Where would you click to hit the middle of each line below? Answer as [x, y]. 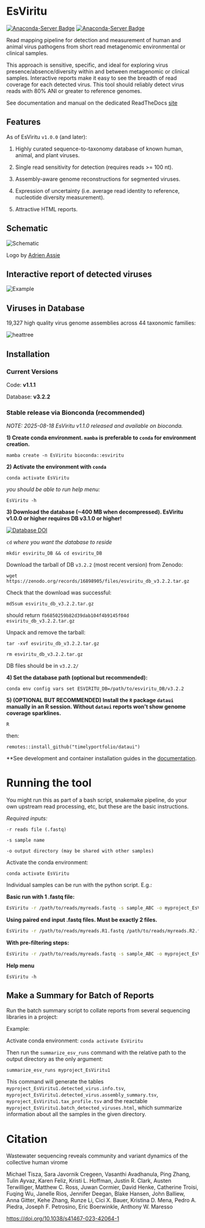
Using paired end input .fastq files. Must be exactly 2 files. [82, 919]
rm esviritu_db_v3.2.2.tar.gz [45, 654]
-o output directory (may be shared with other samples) [80, 851]
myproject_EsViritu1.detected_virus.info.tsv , [66, 1088]
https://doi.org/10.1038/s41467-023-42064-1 [63, 1219]
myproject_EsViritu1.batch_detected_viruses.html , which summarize [94, 1108]
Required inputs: [27, 818]
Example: [18, 1028]
